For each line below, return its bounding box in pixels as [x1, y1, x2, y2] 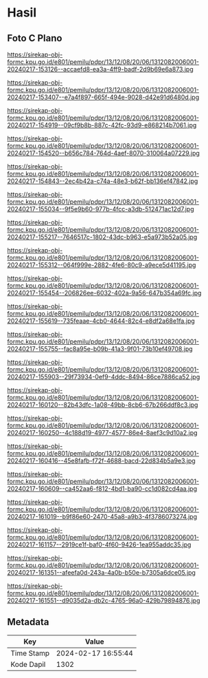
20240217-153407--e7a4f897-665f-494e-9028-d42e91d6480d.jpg [7, 93, 200, 101]
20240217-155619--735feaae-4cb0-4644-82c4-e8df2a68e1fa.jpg [7, 317, 196, 325]
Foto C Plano [7, 32, 62, 44]
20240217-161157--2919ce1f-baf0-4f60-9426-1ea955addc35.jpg [7, 540, 192, 549]
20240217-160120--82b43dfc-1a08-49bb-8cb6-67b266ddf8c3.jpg [7, 401, 198, 409]
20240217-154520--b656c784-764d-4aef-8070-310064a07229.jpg [7, 149, 200, 157]
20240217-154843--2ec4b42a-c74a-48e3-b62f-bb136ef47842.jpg [7, 177, 198, 185]
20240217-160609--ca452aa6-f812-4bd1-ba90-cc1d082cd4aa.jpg [7, 485, 198, 493]
